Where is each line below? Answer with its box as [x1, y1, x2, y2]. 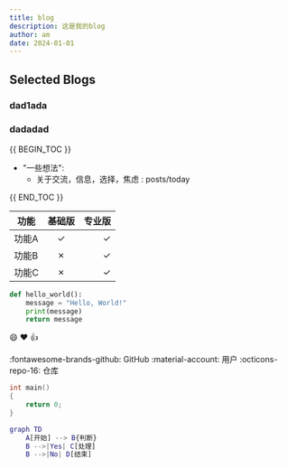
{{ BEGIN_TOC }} [9, 144, 72, 154]
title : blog [9, 13, 54, 23]
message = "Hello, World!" [25, 298, 127, 307]
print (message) [25, 306, 83, 316]
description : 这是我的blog [9, 22, 106, 31]
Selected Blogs [9, 71, 97, 87]
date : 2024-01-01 [9, 38, 75, 48]
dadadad [9, 123, 50, 136]
